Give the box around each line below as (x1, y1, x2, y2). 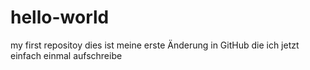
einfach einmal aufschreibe (10, 49, 123, 61)
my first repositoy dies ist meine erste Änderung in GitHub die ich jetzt (10, 39, 300, 51)
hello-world (10, 6, 110, 29)
